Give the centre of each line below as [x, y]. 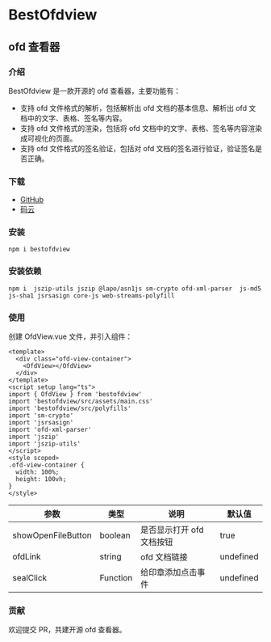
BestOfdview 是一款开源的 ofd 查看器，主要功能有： [95, 91]
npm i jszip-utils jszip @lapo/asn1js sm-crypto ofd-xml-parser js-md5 [135, 289]
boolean [115, 535]
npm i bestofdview [39, 249]
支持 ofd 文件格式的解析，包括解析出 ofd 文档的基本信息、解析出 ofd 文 [138, 108]
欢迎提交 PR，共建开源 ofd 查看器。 [67, 630]
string [110, 557]
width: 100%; [38, 472]
